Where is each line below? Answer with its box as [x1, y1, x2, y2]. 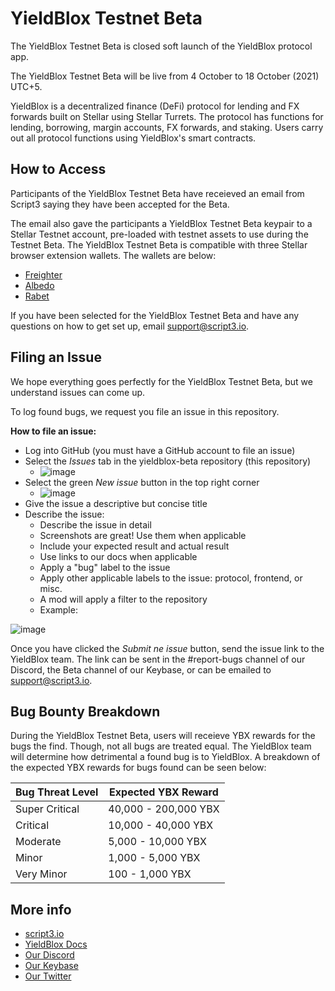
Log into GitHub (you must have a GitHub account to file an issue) [24, 444, 296, 456]
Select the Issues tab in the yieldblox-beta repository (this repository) [24, 455, 312, 467]
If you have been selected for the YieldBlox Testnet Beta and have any [10, 309, 300, 321]
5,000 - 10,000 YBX [108, 835, 207, 849]
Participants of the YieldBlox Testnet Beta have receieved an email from [10, 187, 305, 199]
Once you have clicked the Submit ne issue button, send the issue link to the [10, 642, 325, 654]
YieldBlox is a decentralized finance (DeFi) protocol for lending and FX [10, 100, 300, 112]
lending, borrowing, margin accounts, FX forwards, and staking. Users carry [10, 121, 324, 133]
